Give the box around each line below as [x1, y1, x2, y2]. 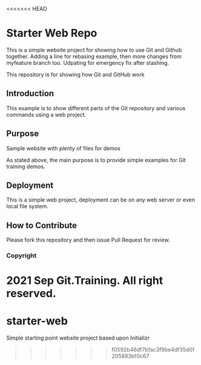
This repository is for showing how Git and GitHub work [6, 71, 145, 78]
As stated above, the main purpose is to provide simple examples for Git [6, 156, 186, 163]
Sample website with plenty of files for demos [6, 145, 121, 152]
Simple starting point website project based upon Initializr [6, 334, 150, 341]
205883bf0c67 [111, 352, 150, 360]
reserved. [6, 287, 56, 300]
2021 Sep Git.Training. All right [6, 274, 163, 288]
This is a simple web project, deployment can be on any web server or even [6, 196, 196, 203]
